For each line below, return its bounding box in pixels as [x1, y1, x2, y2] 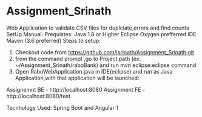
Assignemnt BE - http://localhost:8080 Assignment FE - [6, 86, 146, 93]
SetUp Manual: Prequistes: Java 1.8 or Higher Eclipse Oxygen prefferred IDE [6, 30, 197, 37]
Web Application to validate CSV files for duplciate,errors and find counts [6, 24, 189, 31]
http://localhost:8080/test [6, 92, 71, 100]
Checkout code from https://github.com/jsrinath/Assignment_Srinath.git [15, 48, 194, 55]
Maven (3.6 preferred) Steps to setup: [6, 37, 101, 44]
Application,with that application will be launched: [15, 74, 140, 81]
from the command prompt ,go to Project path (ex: [15, 55, 141, 62]
